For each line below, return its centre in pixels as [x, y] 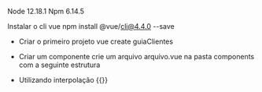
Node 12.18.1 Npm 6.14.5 [46, 11]
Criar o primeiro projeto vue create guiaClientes [96, 41]
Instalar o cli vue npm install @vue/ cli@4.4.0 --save [91, 26]
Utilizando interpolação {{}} [63, 80]
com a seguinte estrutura [59, 65]
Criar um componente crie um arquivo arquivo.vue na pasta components [137, 57]
